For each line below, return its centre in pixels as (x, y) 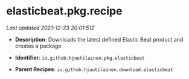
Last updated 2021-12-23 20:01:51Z (50, 28)
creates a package (38, 46)
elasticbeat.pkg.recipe (64, 11)
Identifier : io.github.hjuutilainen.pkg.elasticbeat (80, 57)
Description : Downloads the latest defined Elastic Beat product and (99, 39)
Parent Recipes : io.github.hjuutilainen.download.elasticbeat (94, 69)
